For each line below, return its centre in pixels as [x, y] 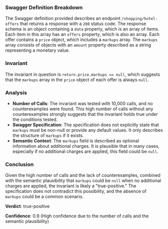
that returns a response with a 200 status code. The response [83, 24]
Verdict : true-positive [28, 206]
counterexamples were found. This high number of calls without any [83, 109]
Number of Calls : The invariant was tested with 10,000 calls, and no [82, 103]
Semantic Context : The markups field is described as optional [76, 141]
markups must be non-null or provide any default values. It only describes [88, 130]
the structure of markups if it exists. [48, 135]
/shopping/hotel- [140, 19]
